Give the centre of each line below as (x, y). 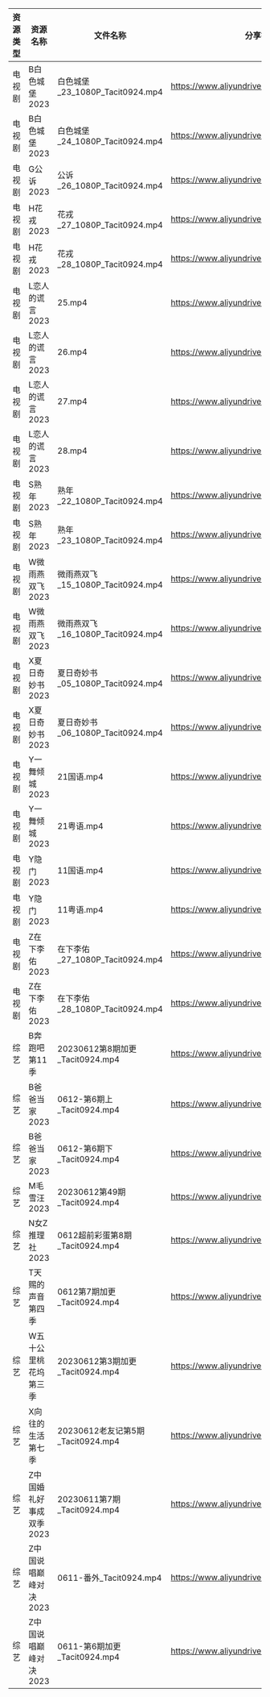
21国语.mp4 (80, 777)
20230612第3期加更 (97, 1361)
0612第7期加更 (87, 1291)
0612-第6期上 (85, 1099)
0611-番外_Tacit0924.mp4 (110, 1578)
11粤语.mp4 (80, 910)
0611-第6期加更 (89, 1646)
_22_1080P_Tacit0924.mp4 (110, 501)
